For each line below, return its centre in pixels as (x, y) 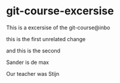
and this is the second (33, 50)
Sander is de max (28, 62)
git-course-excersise (60, 11)
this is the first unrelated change (46, 39)
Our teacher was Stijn (33, 73)
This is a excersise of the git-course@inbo (58, 27)
